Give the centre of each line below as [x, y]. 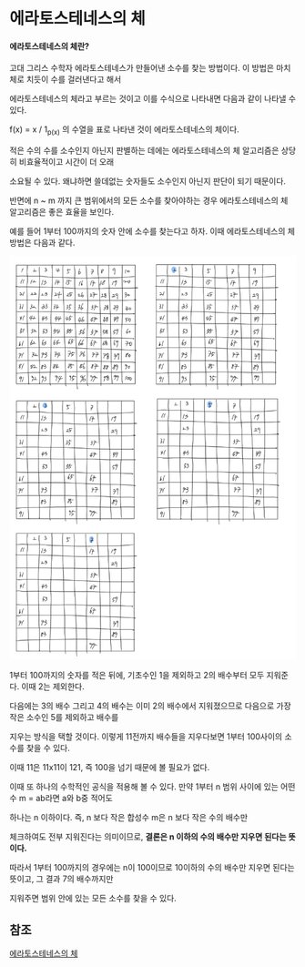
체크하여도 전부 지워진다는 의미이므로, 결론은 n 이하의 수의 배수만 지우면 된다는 [148, 837]
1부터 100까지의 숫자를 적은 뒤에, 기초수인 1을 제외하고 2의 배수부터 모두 [137, 676]
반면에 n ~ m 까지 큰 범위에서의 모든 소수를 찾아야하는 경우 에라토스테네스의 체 [149, 200]
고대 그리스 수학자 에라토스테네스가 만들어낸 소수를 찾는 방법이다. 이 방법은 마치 [150, 68]
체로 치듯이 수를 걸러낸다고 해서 [66, 79]
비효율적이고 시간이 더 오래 [66, 162]
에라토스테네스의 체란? [49, 46]
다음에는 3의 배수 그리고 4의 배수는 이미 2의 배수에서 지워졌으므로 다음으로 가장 [150, 706]
